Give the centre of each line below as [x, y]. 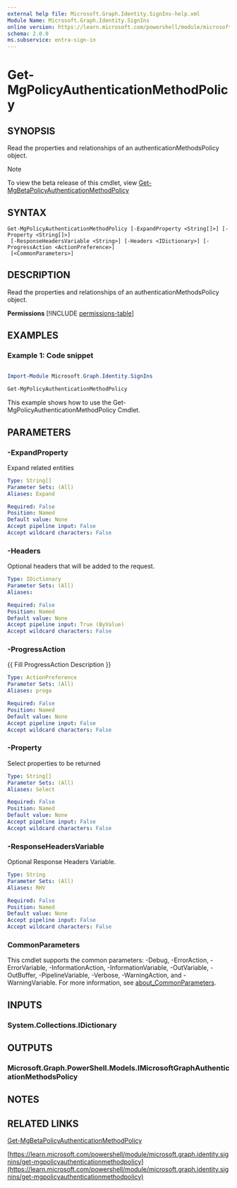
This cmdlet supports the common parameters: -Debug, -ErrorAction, [108, 960]
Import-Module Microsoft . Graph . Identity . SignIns [80, 376]
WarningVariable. [32, 983]
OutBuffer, [22, 976]
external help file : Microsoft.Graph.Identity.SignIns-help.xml [104, 14]
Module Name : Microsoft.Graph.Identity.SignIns [79, 20]
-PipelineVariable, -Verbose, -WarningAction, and [110, 976]
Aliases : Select [31, 789]
